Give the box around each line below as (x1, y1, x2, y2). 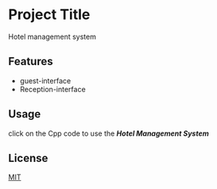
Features (8, 55, 53, 68)
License (8, 151, 48, 164)
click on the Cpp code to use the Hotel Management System (8, 129, 209, 138)
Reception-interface (19, 84, 86, 94)
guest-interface (19, 75, 72, 85)
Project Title (8, 6, 91, 24)
